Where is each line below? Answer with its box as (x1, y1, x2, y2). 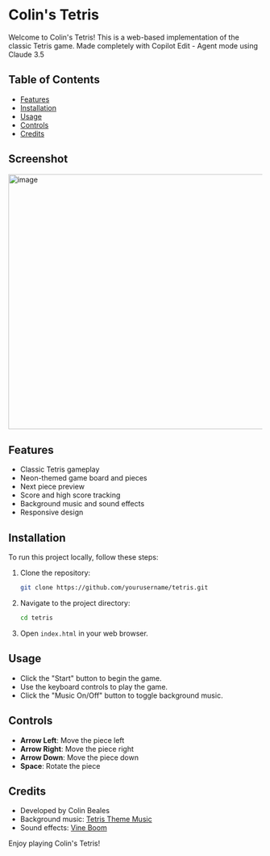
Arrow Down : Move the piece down (19, 753, 139, 762)
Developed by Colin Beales (19, 806, 110, 816)
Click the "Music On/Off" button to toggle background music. (19, 690, 223, 700)
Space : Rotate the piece (19, 761, 101, 770)
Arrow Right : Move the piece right (19, 744, 135, 753)
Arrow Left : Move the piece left (19, 735, 125, 745)
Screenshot (8, 152, 69, 166)
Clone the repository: (19, 568, 91, 578)
